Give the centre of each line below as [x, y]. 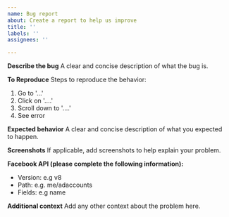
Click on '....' [35, 101]
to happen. [23, 137]
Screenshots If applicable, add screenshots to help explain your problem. [114, 150]
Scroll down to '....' [44, 108]
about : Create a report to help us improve [72, 20]
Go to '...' [30, 93]
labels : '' [23, 33]
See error [31, 116]
